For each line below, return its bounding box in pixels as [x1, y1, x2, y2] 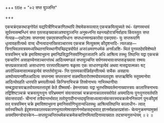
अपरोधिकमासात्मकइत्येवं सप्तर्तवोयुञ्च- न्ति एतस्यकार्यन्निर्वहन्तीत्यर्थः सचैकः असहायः [5, 68, 129, 74]
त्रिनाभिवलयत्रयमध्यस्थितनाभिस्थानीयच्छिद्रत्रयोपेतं [5, 46, 78, 51]
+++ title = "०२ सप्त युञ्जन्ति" [5, 5, 58, 10]
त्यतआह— [120, 41, 137, 46]
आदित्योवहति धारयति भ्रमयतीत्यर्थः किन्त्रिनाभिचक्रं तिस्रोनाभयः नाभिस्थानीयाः [5, 79, 118, 85]
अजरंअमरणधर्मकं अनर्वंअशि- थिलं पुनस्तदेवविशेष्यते [79, 46, 156, 51]
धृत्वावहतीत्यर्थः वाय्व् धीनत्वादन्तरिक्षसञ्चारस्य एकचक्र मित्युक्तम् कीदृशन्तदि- [5, 41, 119, 46]
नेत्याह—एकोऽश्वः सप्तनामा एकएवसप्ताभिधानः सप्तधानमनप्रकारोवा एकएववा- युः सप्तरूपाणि [5, 35, 140, 41]
